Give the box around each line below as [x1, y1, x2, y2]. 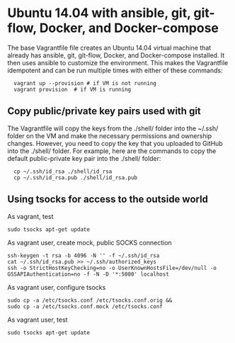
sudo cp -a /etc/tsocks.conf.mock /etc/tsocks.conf [7, 303, 163, 310]
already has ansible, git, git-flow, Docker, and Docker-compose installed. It [7, 51, 225, 60]
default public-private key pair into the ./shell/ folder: [7, 154, 161, 162]
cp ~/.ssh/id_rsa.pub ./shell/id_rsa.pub [13, 174, 138, 181]
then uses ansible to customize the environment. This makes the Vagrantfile [7, 58, 229, 67]
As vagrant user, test [7, 315, 68, 324]
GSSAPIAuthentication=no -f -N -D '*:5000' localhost [7, 271, 170, 278]
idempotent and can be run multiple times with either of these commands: [7, 66, 223, 74]
